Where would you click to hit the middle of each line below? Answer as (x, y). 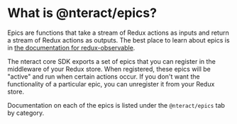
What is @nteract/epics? (82, 13)
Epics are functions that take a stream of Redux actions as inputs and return (118, 33)
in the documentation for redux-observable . (71, 47)
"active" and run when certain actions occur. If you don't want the (104, 77)
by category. (26, 113)
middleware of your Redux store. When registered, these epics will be (109, 69)
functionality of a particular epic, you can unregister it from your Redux (111, 84)
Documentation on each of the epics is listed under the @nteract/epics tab (116, 105)
